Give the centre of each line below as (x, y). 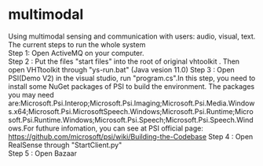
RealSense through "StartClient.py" (65, 145)
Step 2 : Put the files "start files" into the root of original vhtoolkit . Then (124, 61)
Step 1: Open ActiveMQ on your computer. (76, 53)
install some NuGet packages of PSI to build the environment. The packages (131, 86)
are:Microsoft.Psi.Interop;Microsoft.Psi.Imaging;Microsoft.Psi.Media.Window (131, 103)
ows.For (21, 128)
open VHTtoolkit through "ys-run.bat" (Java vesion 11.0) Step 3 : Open (122, 69)
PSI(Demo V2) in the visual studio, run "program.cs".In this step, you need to (132, 78)
